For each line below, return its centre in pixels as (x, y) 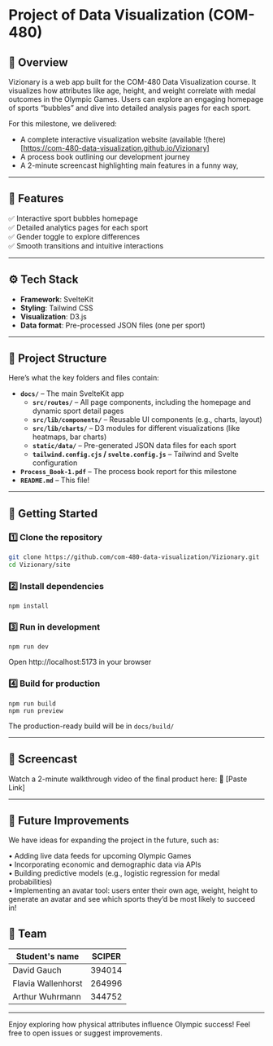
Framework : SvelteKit (57, 299)
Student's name (48, 956)
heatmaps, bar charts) (69, 437)
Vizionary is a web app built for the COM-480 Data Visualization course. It (132, 82)
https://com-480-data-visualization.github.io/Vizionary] (116, 148)
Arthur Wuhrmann (47, 997)
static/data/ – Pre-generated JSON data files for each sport (134, 446)
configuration (55, 463)
